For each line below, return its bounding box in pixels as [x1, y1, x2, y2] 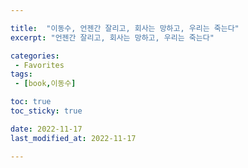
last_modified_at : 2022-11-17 [10, 133, 137, 143]
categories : [10, 51, 60, 61]
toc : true [10, 97, 52, 107]
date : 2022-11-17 [10, 124, 83, 134]
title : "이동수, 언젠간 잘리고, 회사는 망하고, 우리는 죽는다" [10, 23, 240, 33]
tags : [10, 69, 33, 80]
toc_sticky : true [10, 106, 83, 116]
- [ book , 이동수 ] [14, 79, 77, 89]
